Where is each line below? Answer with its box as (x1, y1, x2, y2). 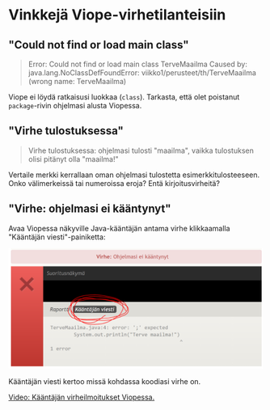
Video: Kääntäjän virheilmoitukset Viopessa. (8, 392, 155, 402)
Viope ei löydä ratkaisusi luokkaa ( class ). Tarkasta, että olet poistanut (8, 92, 240, 102)
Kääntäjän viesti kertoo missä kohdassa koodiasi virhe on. (8, 376, 201, 386)
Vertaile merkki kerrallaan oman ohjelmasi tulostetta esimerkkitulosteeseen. (8, 170, 260, 180)
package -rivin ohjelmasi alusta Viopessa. (8, 101, 142, 110)
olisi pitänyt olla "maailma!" (27, 154, 119, 163)
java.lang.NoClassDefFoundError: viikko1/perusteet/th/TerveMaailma (27, 68, 257, 78)
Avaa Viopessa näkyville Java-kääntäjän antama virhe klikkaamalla (8, 223, 230, 233)
